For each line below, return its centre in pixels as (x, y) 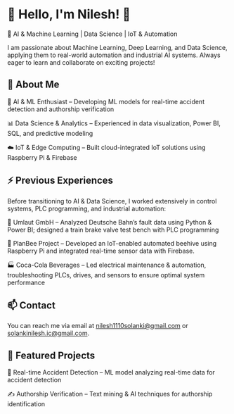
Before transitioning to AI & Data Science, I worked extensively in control (112, 201)
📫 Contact (32, 305)
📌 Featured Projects (51, 355)
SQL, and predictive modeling (50, 133)
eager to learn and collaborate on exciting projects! (81, 62)
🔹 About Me (33, 85)
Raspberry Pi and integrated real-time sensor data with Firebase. (101, 251)
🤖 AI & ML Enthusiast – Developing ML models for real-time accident (106, 101)
